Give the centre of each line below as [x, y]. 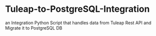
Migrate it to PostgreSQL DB [34, 28]
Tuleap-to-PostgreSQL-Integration [78, 9]
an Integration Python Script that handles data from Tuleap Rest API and [78, 23]
